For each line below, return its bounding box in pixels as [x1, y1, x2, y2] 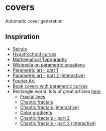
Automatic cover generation [5, 18, 63, 24]
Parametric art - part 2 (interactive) [12, 72, 85, 78]
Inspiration [5, 32, 40, 41]
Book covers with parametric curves [12, 83, 88, 89]
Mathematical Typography [12, 56, 67, 62]
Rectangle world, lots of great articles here [12, 88, 101, 94]
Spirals [12, 45, 27, 51]
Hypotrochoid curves [12, 51, 57, 57]
